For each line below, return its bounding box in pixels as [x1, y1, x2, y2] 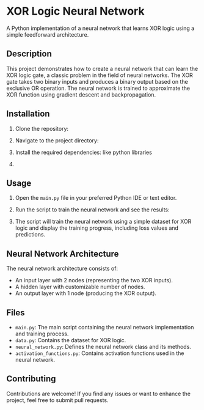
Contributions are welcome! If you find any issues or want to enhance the [6, 390, 191, 397]
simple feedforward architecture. [6, 31, 89, 38]
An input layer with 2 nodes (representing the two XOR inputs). [15, 277, 173, 284]
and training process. [15, 330, 69, 337]
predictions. [15, 231, 46, 238]
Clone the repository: [15, 125, 69, 132]
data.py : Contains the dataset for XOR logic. [15, 337, 126, 343]
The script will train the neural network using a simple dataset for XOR [15, 218, 192, 225]
